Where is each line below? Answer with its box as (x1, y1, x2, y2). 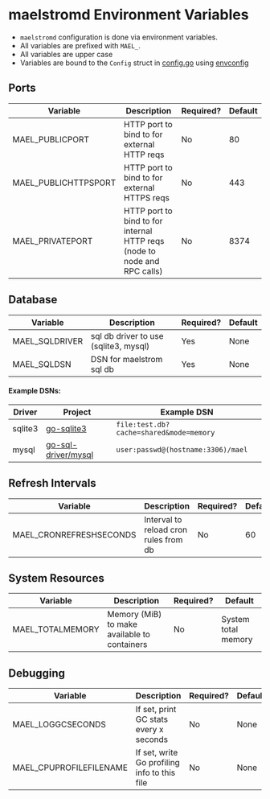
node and (123, 255, 160, 266)
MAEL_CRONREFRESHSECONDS (12, 529, 137, 540)
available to (107, 629, 151, 640)
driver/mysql (45, 449, 94, 460)
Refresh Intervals (8, 476, 96, 490)
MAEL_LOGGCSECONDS (12, 719, 107, 730)
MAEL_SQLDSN (12, 358, 72, 369)
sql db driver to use (91, 330, 164, 341)
